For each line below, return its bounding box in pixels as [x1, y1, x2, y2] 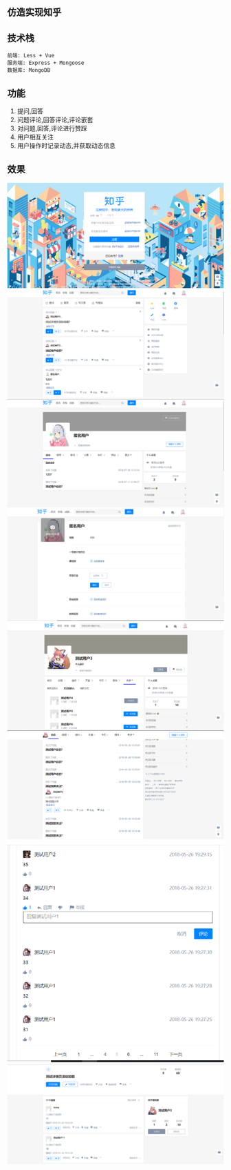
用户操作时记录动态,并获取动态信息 [16, 142, 115, 150]
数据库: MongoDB [7, 67, 51, 74]
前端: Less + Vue [7, 52, 55, 59]
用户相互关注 [16, 133, 54, 142]
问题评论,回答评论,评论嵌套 [16, 116, 93, 124]
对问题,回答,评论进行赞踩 [16, 124, 87, 133]
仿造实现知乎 [7, 6, 62, 19]
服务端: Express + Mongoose [7, 59, 85, 67]
